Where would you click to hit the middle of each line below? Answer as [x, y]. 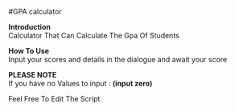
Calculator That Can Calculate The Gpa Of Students [94, 36]
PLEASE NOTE [33, 75]
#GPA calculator [35, 12]
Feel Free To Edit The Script [54, 99]
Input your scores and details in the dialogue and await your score [118, 59]
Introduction [29, 27]
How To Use [29, 51]
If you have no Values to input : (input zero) [80, 83]
